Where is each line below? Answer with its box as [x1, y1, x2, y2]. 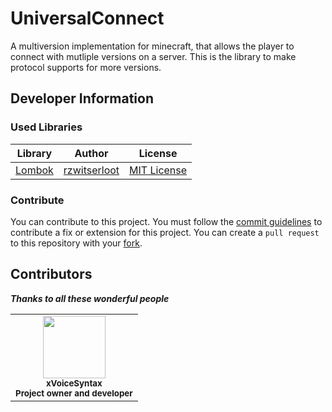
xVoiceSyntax [45, 377, 103, 389]
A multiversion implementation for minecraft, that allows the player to [10, 40, 295, 52]
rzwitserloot [63, 163, 120, 177]
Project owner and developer [15, 387, 133, 399]
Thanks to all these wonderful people [10, 292, 170, 304]
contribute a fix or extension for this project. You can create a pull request [10, 226, 320, 238]
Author [74, 146, 109, 160]
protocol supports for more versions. [10, 61, 162, 73]
